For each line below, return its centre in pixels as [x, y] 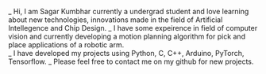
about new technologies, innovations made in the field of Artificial [116, 20]
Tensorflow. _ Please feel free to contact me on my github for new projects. [131, 61]
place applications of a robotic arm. [66, 45]
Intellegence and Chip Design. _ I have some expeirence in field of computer [133, 28]
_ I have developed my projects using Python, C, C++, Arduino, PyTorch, [126, 53]
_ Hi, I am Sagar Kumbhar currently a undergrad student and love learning [129, 11]
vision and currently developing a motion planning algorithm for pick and [127, 36]
